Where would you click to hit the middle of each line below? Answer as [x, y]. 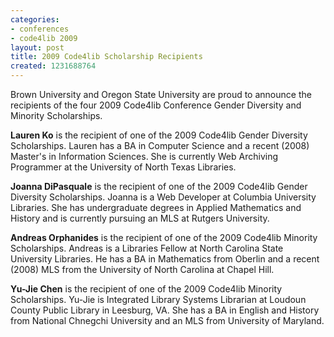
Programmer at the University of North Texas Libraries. [123, 167]
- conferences [40, 29]
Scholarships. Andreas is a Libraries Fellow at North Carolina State [147, 248]
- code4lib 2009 [44, 38]
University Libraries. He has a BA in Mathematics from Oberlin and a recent [165, 259]
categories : [35, 19]
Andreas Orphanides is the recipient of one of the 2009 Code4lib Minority [164, 237]
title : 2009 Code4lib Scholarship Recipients [106, 57]
